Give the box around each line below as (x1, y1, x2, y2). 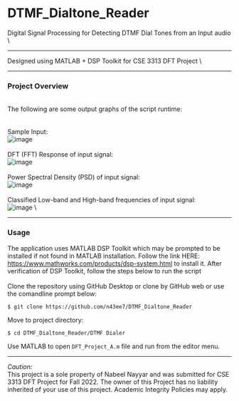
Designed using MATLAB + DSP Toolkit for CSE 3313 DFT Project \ (7, 56, 202, 65)
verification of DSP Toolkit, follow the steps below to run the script (7, 266, 201, 275)
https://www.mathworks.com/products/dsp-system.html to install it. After (7, 259, 222, 268)
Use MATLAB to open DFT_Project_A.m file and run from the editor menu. (7, 342, 221, 350)
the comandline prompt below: (7, 289, 97, 298)
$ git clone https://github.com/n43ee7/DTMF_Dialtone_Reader (7, 303, 193, 311)
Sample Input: (7, 127, 48, 136)
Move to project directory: (7, 316, 84, 324)
